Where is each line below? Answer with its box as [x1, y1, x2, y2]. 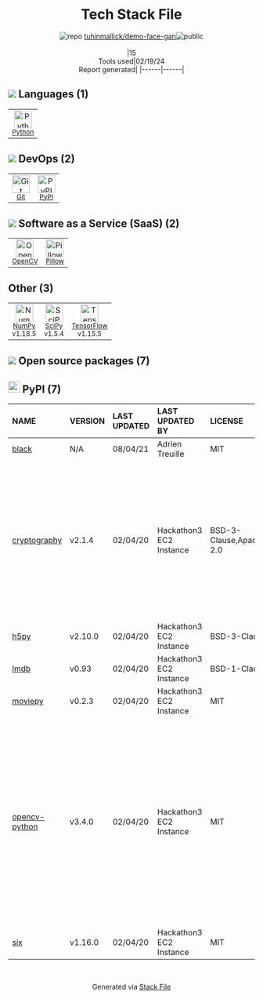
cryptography [12, 535, 63, 546]
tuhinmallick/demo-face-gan [84, 31, 176, 41]
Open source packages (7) [18, 354, 150, 367]
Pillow [45, 257, 64, 266]
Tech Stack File [81, 5, 182, 24]
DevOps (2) [18, 152, 76, 166]
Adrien [157, 439, 182, 450]
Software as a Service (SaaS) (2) [18, 217, 180, 230]
